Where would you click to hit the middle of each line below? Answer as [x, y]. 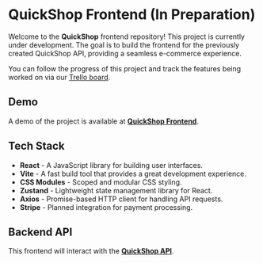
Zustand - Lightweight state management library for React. [116, 190]
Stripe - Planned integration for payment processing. [106, 207]
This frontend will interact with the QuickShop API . [91, 251]
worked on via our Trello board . [59, 77]
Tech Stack [36, 146]
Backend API [40, 232]
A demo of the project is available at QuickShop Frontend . [104, 121]
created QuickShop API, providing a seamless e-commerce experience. [125, 53]
